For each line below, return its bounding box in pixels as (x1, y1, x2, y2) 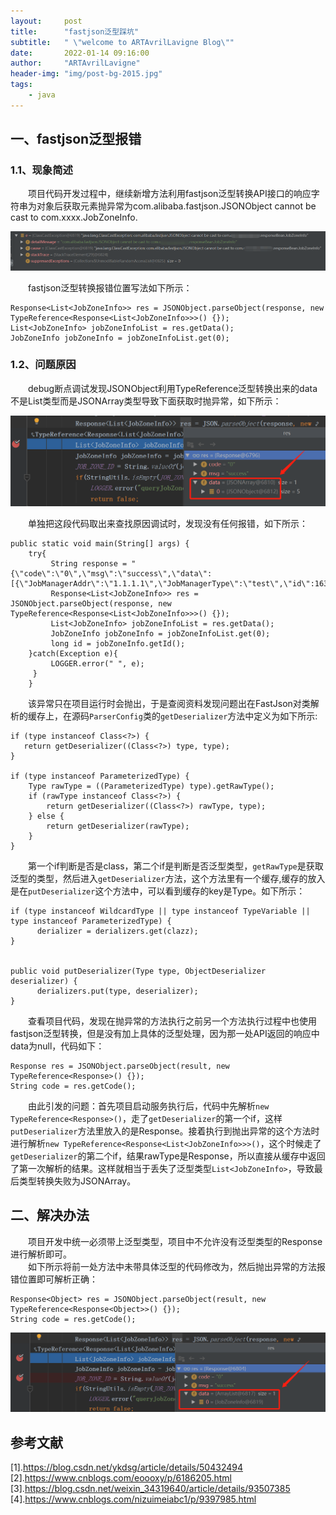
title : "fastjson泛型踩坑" (10, 26, 140, 37)
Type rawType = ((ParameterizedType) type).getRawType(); (28, 781, 275, 791)
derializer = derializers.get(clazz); (36, 926, 199, 936)
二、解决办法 (10, 1207, 90, 1224)
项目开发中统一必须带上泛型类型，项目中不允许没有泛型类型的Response (27, 1235, 323, 1247)
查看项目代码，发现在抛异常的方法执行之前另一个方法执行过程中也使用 (27, 1015, 317, 1027)
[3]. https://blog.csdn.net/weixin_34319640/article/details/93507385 (10, 1483, 291, 1495)
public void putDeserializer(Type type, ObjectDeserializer (10, 966, 267, 976)
